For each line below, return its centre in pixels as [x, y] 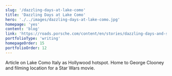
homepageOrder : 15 [25, 43]
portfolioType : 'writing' [33, 39]
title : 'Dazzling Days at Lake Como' [46, 15]
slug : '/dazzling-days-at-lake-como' [46, 10]
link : [11, 34]
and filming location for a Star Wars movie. [50, 68]
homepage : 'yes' [23, 24]
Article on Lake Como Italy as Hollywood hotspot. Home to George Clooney [85, 62]
